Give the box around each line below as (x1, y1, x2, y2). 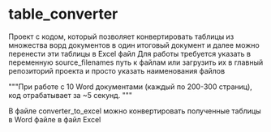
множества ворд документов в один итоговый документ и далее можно (8, 40, 260, 49)
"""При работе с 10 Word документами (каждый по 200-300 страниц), (8, 82, 253, 92)
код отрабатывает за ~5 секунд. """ (8, 90, 132, 100)
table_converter (8, 5, 118, 23)
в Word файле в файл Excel (8, 114, 101, 124)
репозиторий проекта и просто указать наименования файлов (8, 66, 226, 75)
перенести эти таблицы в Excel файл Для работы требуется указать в (8, 49, 252, 58)
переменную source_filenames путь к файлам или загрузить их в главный (8, 57, 264, 67)
